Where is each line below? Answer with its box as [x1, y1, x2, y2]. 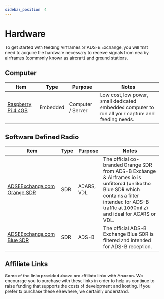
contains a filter [103, 192, 139, 199]
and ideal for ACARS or [103, 211, 156, 218]
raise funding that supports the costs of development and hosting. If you [5, 283, 151, 289]
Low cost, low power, [100, 92, 149, 98]
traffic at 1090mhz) [103, 205, 149, 211]
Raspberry [7, 101, 32, 108]
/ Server [69, 107, 88, 114]
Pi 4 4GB [7, 107, 28, 114]
